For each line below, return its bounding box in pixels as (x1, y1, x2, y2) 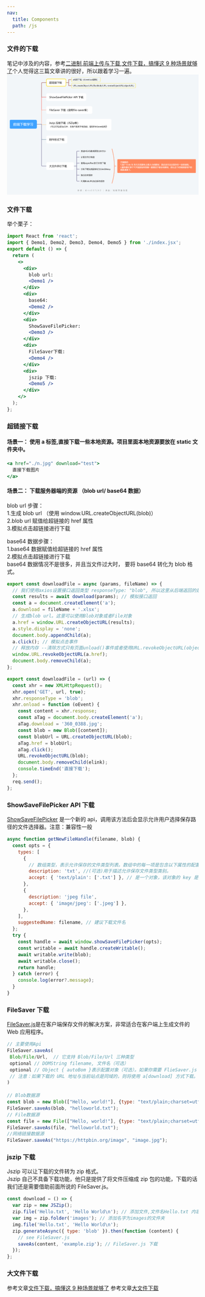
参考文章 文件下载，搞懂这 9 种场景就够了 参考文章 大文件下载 (7, 1284, 159, 1292)
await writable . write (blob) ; (18, 951, 92, 958)
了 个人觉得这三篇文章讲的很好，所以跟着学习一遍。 (7, 67, 135, 74)
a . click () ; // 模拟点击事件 (12, 639, 78, 645)
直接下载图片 (12, 467, 40, 473)
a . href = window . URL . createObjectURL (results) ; (12, 619, 136, 625)
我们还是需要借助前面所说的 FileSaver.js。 (7, 1183, 112, 1191)
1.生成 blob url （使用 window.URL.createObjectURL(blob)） (7, 509, 157, 516)
